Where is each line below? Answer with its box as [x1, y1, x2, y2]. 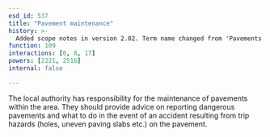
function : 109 [8, 42, 57, 50]
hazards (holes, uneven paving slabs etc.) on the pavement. [8, 118, 208, 129]
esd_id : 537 [8, 11, 49, 20]
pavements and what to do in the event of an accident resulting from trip [8, 110, 250, 120]
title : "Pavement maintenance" [8, 19, 114, 27]
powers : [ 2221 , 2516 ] [8, 57, 82, 65]
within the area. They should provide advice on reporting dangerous [8, 102, 235, 111]
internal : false [8, 64, 63, 73]
